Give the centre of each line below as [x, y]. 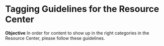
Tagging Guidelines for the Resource [82, 9]
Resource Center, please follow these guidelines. [55, 38]
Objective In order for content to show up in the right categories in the [77, 33]
